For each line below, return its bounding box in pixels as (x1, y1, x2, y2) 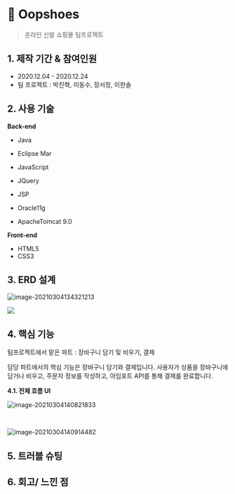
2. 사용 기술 (7, 103, 55, 115)
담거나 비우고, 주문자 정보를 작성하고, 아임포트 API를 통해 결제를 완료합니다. (7, 372, 214, 380)
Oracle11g (17, 203, 46, 212)
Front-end (7, 231, 37, 239)
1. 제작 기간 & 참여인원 (7, 53, 97, 65)
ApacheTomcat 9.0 (17, 217, 72, 225)
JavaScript (17, 163, 49, 171)
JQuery (17, 176, 40, 185)
